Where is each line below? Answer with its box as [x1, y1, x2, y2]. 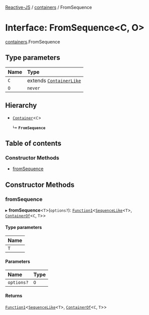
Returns [5, 292, 23, 298]
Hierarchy [5, 101, 37, 110]
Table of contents [5, 139, 61, 147]
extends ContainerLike [27, 77, 82, 84]
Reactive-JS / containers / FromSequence [5, 5, 92, 10]
